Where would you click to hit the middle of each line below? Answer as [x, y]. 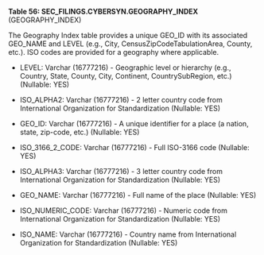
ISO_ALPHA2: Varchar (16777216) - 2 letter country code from [121, 100]
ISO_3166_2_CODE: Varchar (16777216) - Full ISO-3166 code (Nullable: [134, 147]
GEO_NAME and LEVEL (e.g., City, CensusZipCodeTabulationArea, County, [130, 44]
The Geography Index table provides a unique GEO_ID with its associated [128, 35]
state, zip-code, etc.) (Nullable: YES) [80, 132]
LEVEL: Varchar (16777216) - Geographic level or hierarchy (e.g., [125, 68]
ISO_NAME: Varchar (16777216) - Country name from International [128, 234]
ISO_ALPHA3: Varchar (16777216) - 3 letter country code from [121, 171]
